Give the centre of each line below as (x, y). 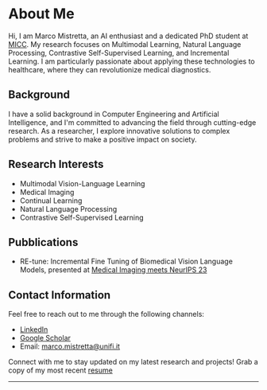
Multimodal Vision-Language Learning (82, 183)
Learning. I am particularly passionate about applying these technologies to (132, 61)
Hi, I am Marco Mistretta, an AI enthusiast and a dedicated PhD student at (128, 36)
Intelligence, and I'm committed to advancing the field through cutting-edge (132, 122)
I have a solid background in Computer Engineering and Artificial (114, 114)
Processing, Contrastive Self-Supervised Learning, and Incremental (119, 53)
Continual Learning (51, 201)
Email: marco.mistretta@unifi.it (70, 346)
